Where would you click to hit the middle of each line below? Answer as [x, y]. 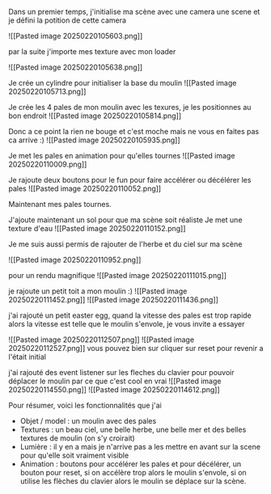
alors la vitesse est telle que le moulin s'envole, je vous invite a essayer [127, 324]
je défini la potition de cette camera [68, 20]
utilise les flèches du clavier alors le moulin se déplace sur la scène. [133, 481]
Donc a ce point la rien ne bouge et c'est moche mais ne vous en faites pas [134, 131]
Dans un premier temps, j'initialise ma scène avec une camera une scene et [134, 12]
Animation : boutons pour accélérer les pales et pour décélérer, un [130, 464]
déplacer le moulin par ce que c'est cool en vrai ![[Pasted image [115, 381]
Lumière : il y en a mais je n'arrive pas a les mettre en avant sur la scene [140, 447]
